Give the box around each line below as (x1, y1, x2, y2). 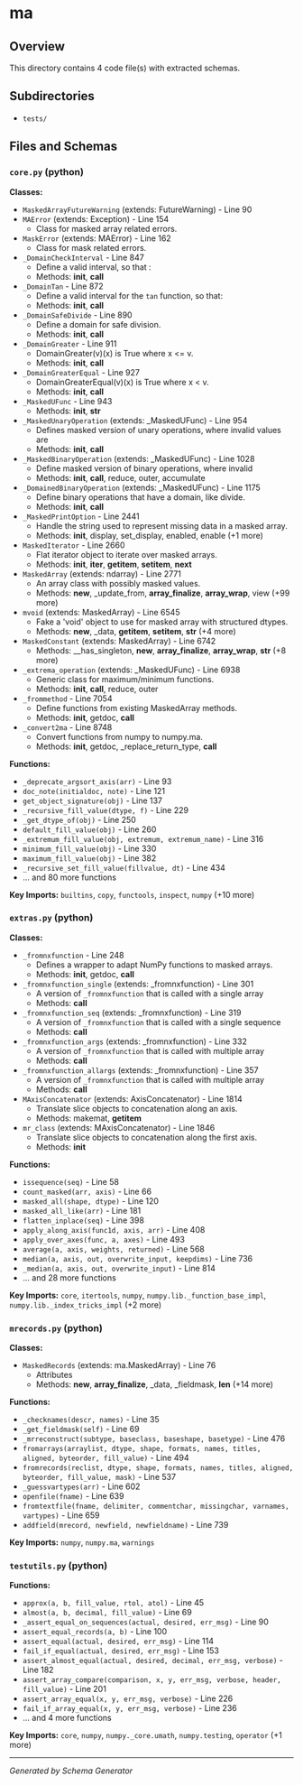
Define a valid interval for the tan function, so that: (35, 290, 224, 301)
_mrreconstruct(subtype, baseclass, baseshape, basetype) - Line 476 (22, 1433, 286, 1444)
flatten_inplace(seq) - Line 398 (22, 1215, 144, 1225)
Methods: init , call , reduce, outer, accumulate (35, 472, 206, 483)
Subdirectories (9, 88, 95, 104)
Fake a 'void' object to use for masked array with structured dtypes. (35, 616, 289, 627)
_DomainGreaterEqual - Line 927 (22, 366, 140, 377)
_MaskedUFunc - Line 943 (22, 395, 113, 406)
